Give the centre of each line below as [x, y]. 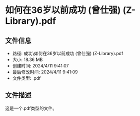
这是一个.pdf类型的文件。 [31, 108]
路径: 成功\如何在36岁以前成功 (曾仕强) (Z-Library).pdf [68, 53]
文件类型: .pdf [27, 78]
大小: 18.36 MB [28, 59]
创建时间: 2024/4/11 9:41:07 [40, 66]
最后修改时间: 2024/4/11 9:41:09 [45, 72]
